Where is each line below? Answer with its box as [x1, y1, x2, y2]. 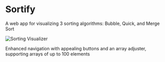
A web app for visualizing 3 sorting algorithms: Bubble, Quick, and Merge [5, 20, 160, 26]
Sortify [5, 4, 36, 15]
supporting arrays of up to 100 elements [5, 51, 90, 57]
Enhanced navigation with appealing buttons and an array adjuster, [5, 45, 147, 51]
